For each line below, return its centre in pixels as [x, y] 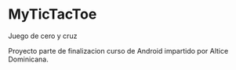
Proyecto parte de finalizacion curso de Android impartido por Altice [118, 51]
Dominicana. [28, 59]
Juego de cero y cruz [43, 36]
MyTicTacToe [53, 14]
